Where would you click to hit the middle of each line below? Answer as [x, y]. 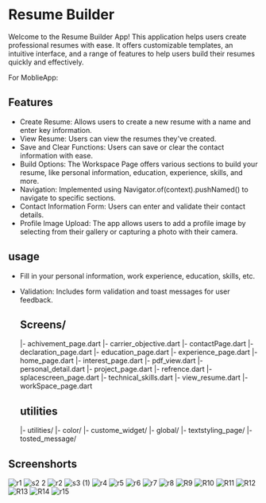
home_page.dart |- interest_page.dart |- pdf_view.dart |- [112, 361]
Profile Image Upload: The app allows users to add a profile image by [133, 223]
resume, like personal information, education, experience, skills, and [131, 172]
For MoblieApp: [33, 77]
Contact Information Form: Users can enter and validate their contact [133, 206]
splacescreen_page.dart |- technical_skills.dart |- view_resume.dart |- [134, 378]
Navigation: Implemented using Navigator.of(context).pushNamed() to [134, 189]
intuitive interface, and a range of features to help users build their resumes [132, 53]
